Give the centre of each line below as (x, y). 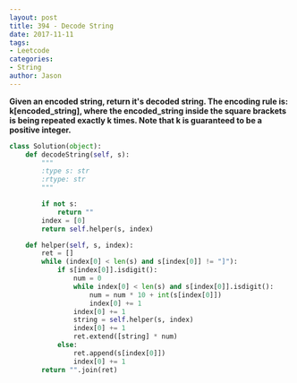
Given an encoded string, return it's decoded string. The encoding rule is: (149, 101)
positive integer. (40, 130)
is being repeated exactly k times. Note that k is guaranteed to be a (136, 120)
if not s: (59, 204)
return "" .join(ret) (80, 370)
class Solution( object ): (55, 146)
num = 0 (87, 278)
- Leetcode (30, 51)
